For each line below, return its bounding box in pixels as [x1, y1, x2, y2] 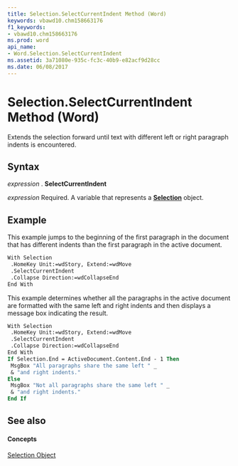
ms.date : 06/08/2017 [7, 63, 69, 70]
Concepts [7, 435, 37, 443]
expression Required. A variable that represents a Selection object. [7, 194, 204, 202]
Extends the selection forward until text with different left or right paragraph [7, 132, 229, 141]
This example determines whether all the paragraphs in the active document [7, 293, 231, 302]
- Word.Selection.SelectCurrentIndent [7, 51, 122, 58]
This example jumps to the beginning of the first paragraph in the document [7, 233, 229, 242]
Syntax [7, 161, 40, 173]
